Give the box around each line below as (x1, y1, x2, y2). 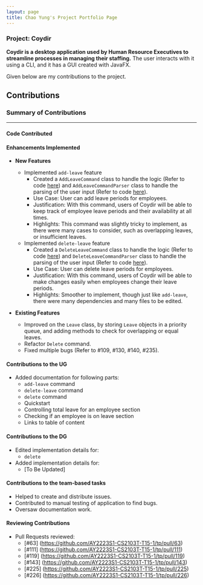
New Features (14, 157, 51, 165)
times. (33, 214, 49, 221)
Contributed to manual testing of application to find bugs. (14, 499, 158, 506)
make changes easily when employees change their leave (33, 278, 177, 286)
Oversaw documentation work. (14, 506, 92, 513)
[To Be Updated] (24, 465, 65, 472)
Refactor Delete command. (24, 340, 91, 348)
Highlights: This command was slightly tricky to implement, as (33, 220, 187, 227)
